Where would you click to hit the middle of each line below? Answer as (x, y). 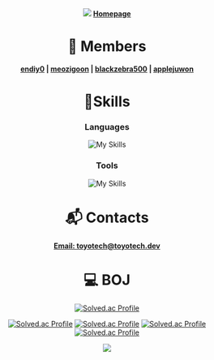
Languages (107, 127)
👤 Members (107, 47)
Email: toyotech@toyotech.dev (107, 246)
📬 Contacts (107, 217)
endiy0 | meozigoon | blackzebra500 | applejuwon (107, 69)
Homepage (112, 14)
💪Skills (107, 102)
